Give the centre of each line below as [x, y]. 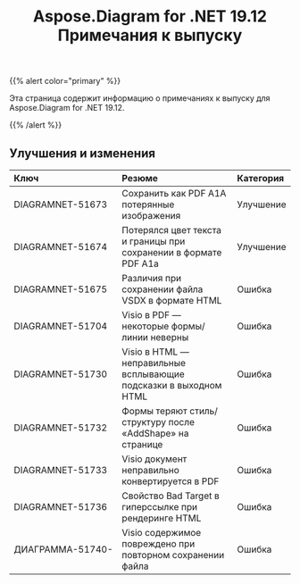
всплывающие [153, 374]
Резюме [140, 178]
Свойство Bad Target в [171, 496]
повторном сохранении [173, 555]
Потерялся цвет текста [171, 230]
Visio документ [154, 459]
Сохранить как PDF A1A [174, 193]
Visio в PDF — [151, 315]
